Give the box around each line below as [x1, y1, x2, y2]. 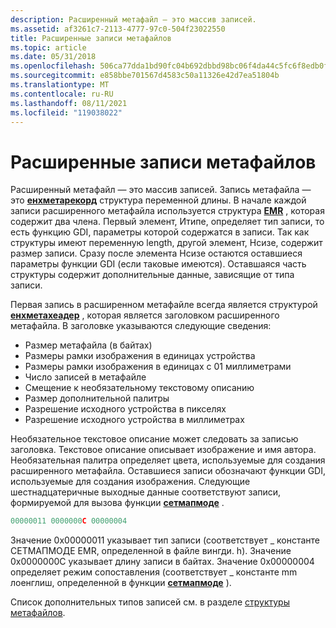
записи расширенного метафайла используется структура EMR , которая [10, 205, 325, 217]
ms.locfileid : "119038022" [10, 107, 123, 118]
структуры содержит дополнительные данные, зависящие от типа [10, 269, 295, 281]
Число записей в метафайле [24, 371, 147, 383]
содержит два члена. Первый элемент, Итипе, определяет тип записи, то [10, 216, 325, 228]
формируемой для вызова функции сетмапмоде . [10, 497, 225, 509]
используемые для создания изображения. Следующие [10, 476, 251, 488]
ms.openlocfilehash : [10, 61, 97, 71]
